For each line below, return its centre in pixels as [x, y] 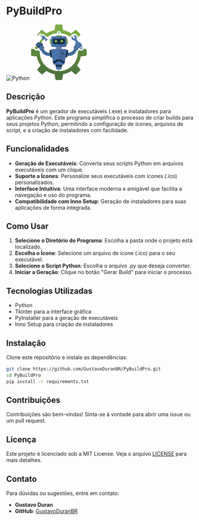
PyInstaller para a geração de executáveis [66, 318]
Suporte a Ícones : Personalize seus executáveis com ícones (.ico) [96, 176]
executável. [29, 260]
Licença [21, 439]
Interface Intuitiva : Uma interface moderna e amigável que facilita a [98, 188]
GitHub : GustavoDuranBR [46, 511]
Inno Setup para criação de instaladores [64, 324]
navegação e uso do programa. [53, 195]
